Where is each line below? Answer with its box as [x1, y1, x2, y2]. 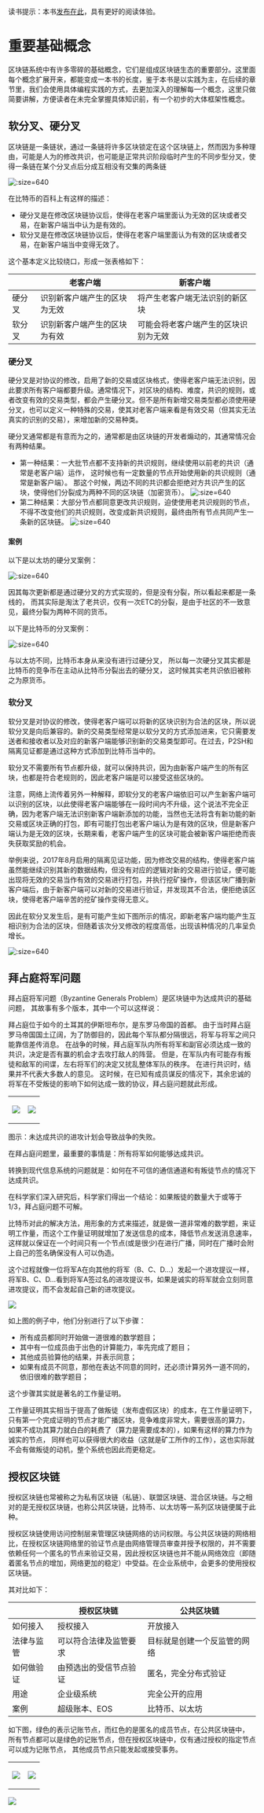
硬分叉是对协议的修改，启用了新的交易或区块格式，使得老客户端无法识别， [8, 376, 249, 385]
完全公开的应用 [147, 1689, 203, 1700]
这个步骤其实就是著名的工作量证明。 [8, 1389, 126, 1398]
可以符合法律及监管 [57, 1635, 129, 1646]
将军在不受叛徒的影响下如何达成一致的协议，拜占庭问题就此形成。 [8, 1079, 222, 1089]
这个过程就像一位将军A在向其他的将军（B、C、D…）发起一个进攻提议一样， [8, 1265, 254, 1274]
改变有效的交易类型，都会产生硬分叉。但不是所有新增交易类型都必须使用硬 [14, 396, 256, 405]
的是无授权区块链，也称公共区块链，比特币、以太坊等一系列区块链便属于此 [14, 1502, 256, 1512]
